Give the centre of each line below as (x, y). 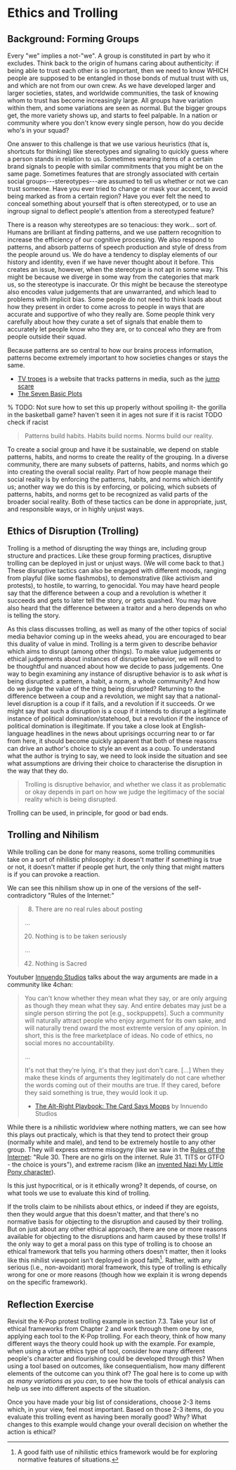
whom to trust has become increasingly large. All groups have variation (110, 100)
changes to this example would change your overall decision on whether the (118, 1424)
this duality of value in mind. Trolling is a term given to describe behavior (112, 643)
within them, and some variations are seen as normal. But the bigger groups (117, 108)
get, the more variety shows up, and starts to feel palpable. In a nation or (112, 115)
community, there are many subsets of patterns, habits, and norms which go (118, 464)
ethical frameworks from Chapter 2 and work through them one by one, (111, 1329)
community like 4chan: (40, 984)
